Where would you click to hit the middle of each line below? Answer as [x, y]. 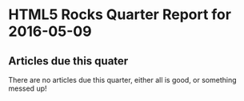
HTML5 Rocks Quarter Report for [120, 15]
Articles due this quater [68, 61]
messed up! [28, 88]
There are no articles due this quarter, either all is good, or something [123, 80]
